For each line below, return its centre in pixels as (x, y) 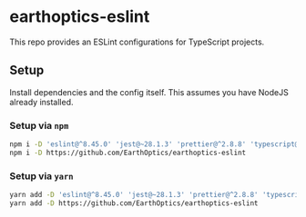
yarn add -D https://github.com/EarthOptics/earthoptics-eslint (134, 203)
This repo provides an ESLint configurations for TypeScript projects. (137, 42)
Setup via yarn (41, 176)
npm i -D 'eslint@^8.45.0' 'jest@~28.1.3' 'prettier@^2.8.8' (128, 144)
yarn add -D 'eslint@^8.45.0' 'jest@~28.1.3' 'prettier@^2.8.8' (134, 195)
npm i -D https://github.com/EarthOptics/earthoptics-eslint (128, 153)
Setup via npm (39, 125)
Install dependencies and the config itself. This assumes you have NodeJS (149, 92)
